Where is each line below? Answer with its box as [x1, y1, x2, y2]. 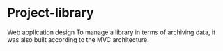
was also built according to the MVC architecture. [7, 35, 150, 43]
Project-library [7, 5, 94, 21]
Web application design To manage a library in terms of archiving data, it [7, 28, 216, 36]
